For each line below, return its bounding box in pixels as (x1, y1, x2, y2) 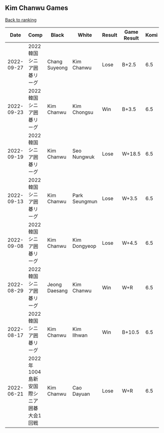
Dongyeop (72, 242, 97, 249)
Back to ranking (5, 17, 37, 22)
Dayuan (72, 390, 90, 397)
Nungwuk (72, 153, 95, 160)
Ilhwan (72, 332, 88, 339)
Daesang (47, 287, 68, 294)
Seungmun (72, 198, 98, 205)
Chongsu (72, 108, 94, 115)
